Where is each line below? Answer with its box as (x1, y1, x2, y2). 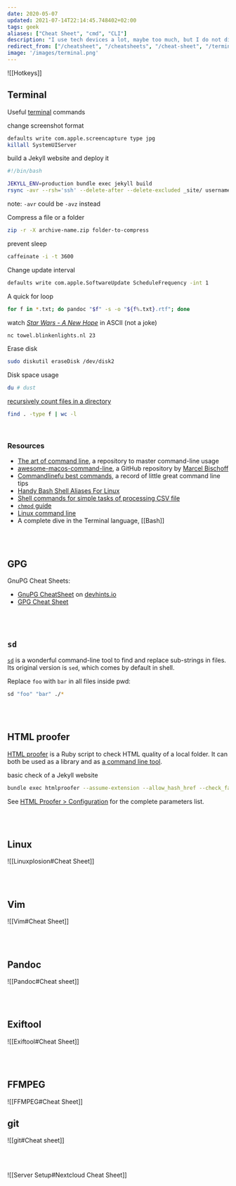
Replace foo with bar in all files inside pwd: (7, 677, 131, 685)
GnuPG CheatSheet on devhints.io (17, 591, 117, 599)
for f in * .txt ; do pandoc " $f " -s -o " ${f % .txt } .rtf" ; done (7, 305, 190, 312)
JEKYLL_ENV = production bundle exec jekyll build (7, 180, 152, 187)
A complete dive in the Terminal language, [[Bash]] (17, 517, 165, 525)
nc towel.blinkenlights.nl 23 (7, 331, 96, 339)
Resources (7, 440, 45, 450)
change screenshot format (7, 121, 84, 130)
